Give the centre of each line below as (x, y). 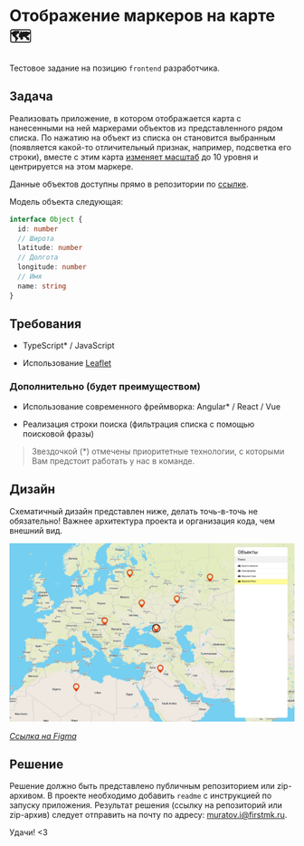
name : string (42, 286)
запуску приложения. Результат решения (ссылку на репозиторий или (146, 805)
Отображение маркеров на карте (142, 16)
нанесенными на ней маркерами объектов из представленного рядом (146, 128)
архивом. (28, 796)
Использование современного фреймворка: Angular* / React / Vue (152, 406)
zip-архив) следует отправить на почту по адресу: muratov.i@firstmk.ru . (148, 815)
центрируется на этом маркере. (71, 166)
